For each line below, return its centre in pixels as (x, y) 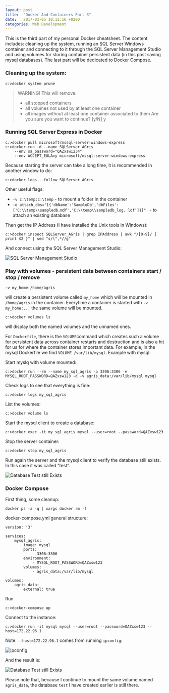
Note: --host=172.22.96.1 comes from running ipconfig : (64, 640)
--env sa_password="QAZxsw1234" (48, 151)
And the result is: (23, 660)
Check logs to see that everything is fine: (48, 386)
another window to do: (29, 171)
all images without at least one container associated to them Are (92, 113)
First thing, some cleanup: (32, 500)
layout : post (19, 10)
